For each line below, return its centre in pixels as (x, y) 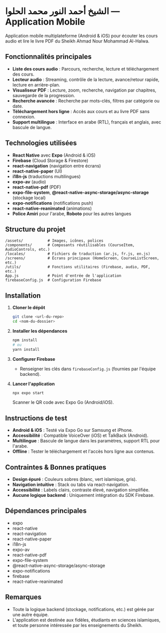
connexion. (24, 117)
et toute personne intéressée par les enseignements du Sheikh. (78, 625)
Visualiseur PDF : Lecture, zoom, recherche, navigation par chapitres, (84, 90)
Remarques (23, 597)
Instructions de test (36, 418)
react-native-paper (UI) (37, 171)
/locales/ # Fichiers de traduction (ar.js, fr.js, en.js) (78, 254)
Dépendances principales (46, 511)
